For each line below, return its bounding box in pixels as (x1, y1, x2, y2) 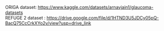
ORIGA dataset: (5, 4, 37, 10)
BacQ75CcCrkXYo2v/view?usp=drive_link (5, 20, 91, 26)
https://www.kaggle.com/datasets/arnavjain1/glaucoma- (37, 4, 153, 10)
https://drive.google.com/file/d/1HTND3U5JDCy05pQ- (46, 15, 159, 20)
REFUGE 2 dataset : (5, 15, 46, 20)
